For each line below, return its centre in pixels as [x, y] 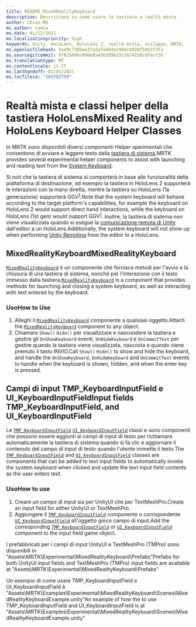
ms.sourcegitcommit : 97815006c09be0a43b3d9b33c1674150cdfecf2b [85, 55]
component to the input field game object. [65, 533]
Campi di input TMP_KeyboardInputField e [85, 388]
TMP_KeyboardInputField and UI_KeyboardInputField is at [75, 605]
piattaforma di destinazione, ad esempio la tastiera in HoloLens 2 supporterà [98, 183]
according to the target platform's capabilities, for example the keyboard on [97, 203]
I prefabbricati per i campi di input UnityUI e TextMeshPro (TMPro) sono [93, 544]
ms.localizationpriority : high [44, 39]
